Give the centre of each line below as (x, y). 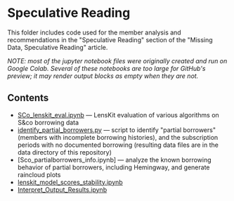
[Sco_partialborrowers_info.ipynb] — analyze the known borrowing (115, 160)
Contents (28, 98)
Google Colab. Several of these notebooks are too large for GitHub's (106, 68)
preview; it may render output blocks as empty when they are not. (103, 76)
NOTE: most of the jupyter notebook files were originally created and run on (117, 60)
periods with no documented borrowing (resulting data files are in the (118, 145)
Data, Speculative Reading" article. (58, 47)
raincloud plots (39, 174)
